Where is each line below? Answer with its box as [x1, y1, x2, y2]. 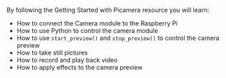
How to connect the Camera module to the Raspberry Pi [16, 19, 179, 27]
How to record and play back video [16, 56, 118, 64]
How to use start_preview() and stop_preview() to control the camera [16, 34, 220, 42]
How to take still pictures [16, 48, 88, 57]
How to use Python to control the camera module [16, 27, 158, 35]
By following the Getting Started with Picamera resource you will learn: [6, 6, 210, 14]
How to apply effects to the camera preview [16, 64, 143, 71]
